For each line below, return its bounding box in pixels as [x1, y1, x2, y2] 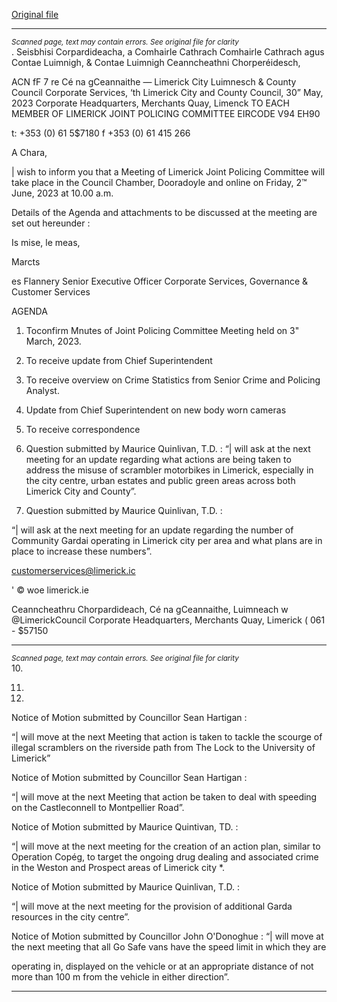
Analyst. [25, 385, 60, 396]
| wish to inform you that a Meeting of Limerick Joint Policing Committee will [11, 166, 326, 178]
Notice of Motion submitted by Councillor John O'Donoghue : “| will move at [11, 930, 324, 942]
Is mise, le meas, [11, 237, 81, 248]
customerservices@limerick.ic [11, 565, 136, 576]
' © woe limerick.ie [11, 584, 89, 596]
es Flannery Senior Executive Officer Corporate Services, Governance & [11, 275, 309, 287]
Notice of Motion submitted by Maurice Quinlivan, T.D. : [11, 881, 240, 893]
